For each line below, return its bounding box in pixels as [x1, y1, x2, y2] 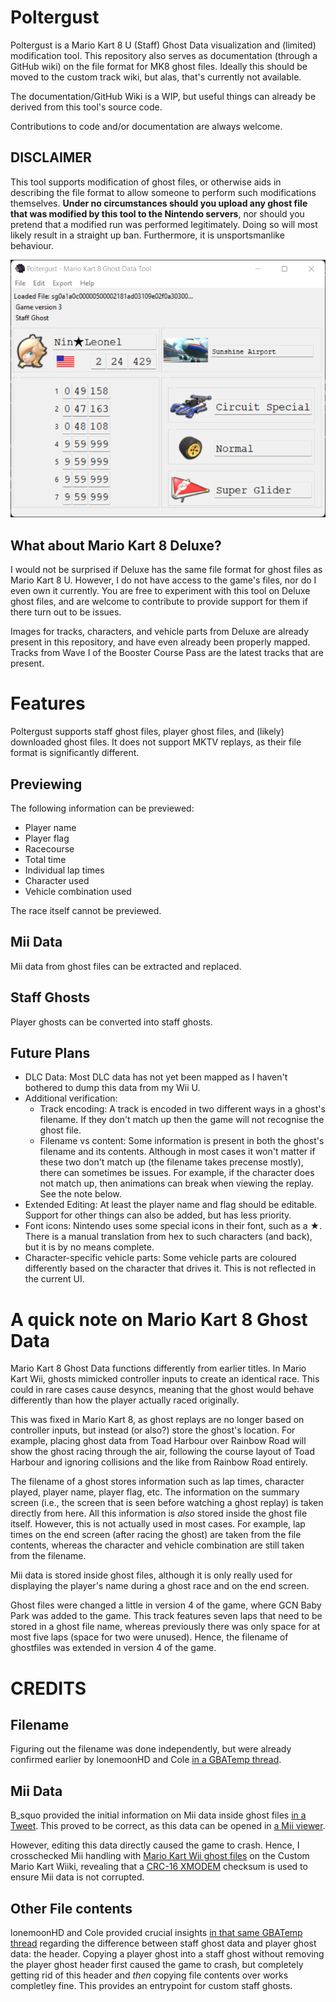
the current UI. [24, 1273, 85, 1285]
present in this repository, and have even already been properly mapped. [10, 636, 311, 648]
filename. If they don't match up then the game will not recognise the [39, 1114, 325, 1126]
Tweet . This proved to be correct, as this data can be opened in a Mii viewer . [10, 1820, 326, 1832]
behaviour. [10, 239, 55, 251]
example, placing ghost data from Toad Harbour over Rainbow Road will [10, 1435, 307, 1447]
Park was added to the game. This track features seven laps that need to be [10, 1610, 323, 1622]
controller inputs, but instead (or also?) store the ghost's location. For [10, 1424, 296, 1436]
